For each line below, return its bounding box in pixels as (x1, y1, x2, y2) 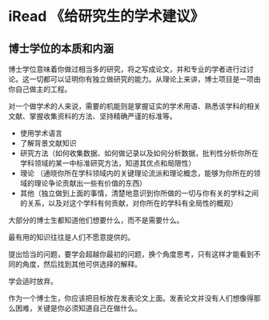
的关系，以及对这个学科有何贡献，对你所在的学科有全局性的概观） (19, 198, 238, 208)
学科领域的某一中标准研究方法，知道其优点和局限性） (19, 158, 196, 168)
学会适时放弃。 (8, 277, 58, 286)
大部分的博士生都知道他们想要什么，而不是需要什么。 (8, 215, 184, 225)
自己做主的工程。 (14, 85, 72, 94)
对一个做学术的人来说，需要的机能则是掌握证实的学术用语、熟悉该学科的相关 (8, 102, 261, 110)
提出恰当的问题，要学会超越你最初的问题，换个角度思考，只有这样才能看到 (8, 250, 254, 258)
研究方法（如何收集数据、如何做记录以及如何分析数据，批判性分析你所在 (19, 149, 259, 158)
